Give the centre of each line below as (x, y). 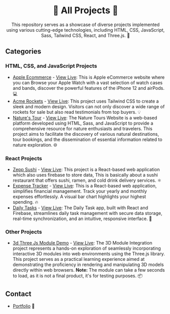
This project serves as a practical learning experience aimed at (79, 259)
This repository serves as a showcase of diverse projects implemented (86, 25)
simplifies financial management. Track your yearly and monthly (80, 191)
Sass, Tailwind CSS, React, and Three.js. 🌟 (86, 35)
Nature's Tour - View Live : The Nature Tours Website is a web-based (85, 117)
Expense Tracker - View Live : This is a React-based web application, (84, 185)
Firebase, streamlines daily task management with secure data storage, (88, 213)
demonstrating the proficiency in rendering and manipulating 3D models (88, 264)
